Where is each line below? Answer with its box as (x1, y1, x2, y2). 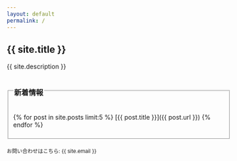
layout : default (6, 10, 55, 18)
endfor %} (13, 120, 43, 129)
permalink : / (6, 17, 46, 24)
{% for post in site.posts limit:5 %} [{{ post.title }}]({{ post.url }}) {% (13, 113, 211, 121)
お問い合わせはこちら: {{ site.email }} (6, 147, 97, 155)
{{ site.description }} (6, 62, 67, 71)
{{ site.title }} (6, 43, 67, 56)
